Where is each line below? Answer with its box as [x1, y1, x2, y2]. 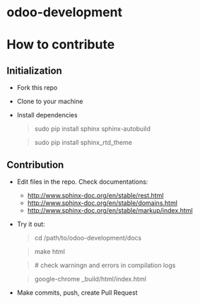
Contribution [6, 158, 64, 170]
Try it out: [16, 220, 45, 228]
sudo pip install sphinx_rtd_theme [34, 139, 132, 147]
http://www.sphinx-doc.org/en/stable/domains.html [27, 199, 178, 207]
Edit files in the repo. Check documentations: [16, 177, 148, 186]
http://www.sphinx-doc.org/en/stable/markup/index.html [27, 206, 193, 214]
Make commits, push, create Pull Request [16, 288, 139, 297]
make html [34, 247, 65, 255]
